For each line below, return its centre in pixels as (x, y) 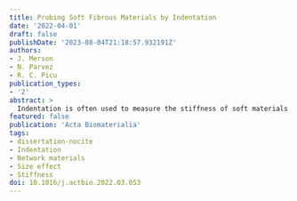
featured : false (39, 117)
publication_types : (45, 84)
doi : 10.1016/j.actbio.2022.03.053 (75, 183)
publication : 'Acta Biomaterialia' (75, 125)
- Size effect (36, 166)
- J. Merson (31, 59)
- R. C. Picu (33, 76)
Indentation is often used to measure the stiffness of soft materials (153, 109)
